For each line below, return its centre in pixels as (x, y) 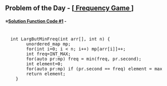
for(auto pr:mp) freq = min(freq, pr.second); (84, 59)
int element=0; (44, 64)
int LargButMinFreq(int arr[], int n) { (60, 39)
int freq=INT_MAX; (48, 54)
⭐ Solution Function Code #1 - (36, 21)
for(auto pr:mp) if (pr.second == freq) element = (89, 69)
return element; (46, 74)
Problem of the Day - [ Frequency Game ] (70, 8)
